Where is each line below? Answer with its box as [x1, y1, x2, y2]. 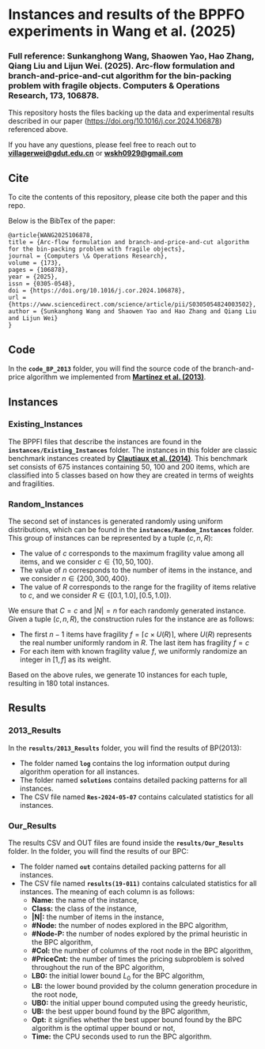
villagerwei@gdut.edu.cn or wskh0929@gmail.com [8, 149, 184, 158]
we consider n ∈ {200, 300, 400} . [19, 574, 131, 583]
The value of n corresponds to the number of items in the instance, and [19, 565, 252, 575]
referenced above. [8, 125, 69, 134]
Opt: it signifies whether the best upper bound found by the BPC [31, 1014, 243, 1024]
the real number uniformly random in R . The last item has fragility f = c [19, 638, 250, 647]
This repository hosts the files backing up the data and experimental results [8, 108, 255, 118]
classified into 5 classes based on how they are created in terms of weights [8, 470, 255, 480]
